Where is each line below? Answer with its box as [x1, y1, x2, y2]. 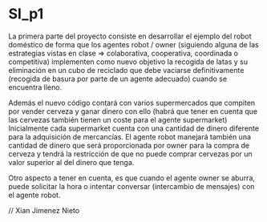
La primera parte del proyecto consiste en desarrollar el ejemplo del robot [8, 31, 252, 41]
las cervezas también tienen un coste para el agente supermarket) [8, 115, 228, 124]
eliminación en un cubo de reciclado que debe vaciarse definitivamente [8, 65, 245, 75]
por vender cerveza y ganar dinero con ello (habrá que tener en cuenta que [8, 106, 258, 116]
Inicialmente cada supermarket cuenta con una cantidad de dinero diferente [8, 123, 259, 133]
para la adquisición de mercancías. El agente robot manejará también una [8, 131, 251, 141]
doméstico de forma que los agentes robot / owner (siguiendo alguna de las [8, 39, 259, 49]
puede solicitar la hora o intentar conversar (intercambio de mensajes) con [8, 181, 255, 191]
